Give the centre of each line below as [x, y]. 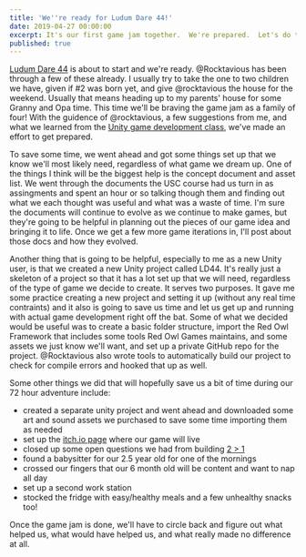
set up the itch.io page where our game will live [111, 440]
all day [35, 478]
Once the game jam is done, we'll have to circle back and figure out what [146, 525]
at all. [20, 544]
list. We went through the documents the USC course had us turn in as [142, 184]
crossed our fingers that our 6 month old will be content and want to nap [159, 469]
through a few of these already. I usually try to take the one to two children [149, 79]
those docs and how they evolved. [74, 241]
